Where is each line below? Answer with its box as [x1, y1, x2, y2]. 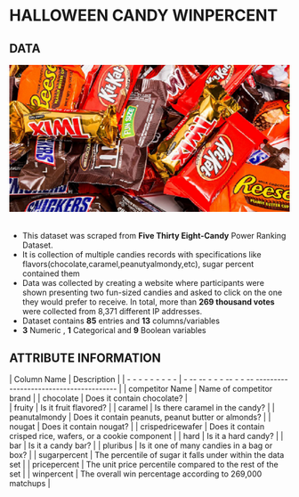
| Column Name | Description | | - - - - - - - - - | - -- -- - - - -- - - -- [9, 374, 255, 385]
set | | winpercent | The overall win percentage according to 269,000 [9, 468, 263, 479]
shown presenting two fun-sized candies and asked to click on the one [21, 287, 283, 297]
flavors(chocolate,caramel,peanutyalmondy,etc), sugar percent [21, 258, 255, 269]
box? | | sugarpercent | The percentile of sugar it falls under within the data [9, 450, 285, 460]
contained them [21, 268, 80, 279]
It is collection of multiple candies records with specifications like [21, 248, 262, 259]
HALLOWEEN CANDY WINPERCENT [9, 5, 279, 26]
